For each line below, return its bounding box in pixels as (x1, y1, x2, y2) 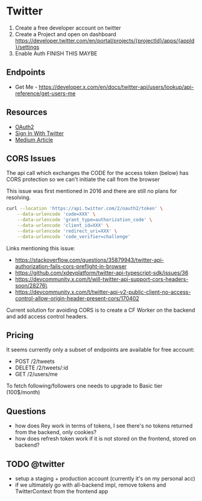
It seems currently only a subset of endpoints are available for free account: (6, 346, 195, 353)
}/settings (14, 43, 40, 51)
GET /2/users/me (14, 371, 58, 378)
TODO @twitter (6, 459, 65, 469)
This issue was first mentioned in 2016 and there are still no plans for (6, 187, 177, 195)
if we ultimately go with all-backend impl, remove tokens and (14, 481, 166, 489)
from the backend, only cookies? (14, 429, 96, 436)
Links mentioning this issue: (6, 244, 75, 251)
